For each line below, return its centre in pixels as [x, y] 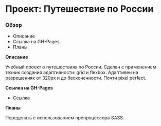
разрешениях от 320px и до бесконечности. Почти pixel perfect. [76, 78]
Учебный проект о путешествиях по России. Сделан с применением [81, 67]
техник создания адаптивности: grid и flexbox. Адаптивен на [72, 73]
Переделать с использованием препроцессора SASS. [65, 118]
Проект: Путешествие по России [79, 9]
